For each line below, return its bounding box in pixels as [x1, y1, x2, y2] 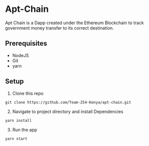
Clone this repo [12, 90, 43, 96]
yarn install [5, 118, 32, 123]
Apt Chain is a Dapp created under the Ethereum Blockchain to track [5, 20, 144, 26]
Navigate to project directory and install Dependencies [12, 109, 123, 114]
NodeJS [12, 52, 29, 58]
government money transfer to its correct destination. [5, 25, 114, 31]
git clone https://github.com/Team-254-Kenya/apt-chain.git [5, 100, 132, 105]
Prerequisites [5, 39, 47, 48]
